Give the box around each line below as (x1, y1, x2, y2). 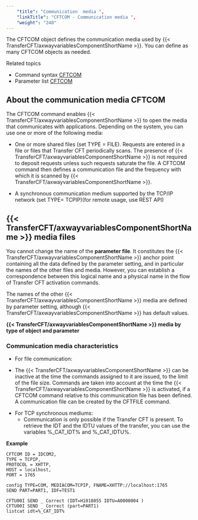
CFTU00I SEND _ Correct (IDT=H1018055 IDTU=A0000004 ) (6, 498, 144, 504)
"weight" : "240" (17, 20, 57, 25)
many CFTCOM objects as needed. (6, 49, 92, 56)
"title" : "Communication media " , (17, 8, 105, 15)
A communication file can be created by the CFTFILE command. (14, 398, 171, 405)
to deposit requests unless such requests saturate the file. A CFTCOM (14, 160, 186, 167)
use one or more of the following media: (6, 130, 103, 137)
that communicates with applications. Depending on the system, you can (6, 123, 184, 130)
